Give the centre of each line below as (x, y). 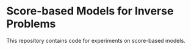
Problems (31, 24)
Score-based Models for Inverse (90, 11)
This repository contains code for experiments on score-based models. (96, 40)
